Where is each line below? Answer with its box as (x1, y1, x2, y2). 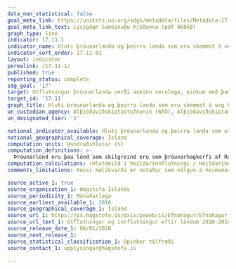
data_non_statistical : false (7, 10, 93, 18)
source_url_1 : (7, 212, 49, 219)
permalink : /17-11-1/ (7, 63, 71, 70)
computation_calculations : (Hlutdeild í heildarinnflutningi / (7, 160, 197, 167)
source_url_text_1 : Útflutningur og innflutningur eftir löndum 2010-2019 (7, 218, 231, 225)
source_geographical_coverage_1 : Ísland (7, 205, 128, 213)
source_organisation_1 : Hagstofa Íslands (7, 185, 131, 193)
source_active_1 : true (7, 179, 74, 186)
